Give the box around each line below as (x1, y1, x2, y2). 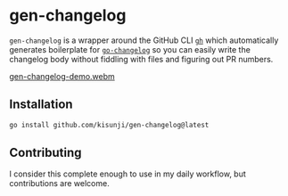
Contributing (9, 145, 82, 160)
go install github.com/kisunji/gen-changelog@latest (9, 120, 210, 129)
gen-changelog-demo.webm (9, 70, 116, 81)
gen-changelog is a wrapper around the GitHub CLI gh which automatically (9, 35, 279, 45)
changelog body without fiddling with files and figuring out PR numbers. (9, 53, 274, 64)
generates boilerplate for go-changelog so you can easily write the (9, 44, 251, 54)
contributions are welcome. (9, 178, 110, 189)
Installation (9, 97, 73, 112)
